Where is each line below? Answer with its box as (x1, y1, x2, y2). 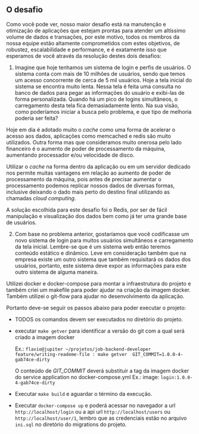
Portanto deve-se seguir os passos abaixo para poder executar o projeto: (6, 304, 186, 311)
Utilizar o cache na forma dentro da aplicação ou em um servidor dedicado (6, 163, 191, 170)
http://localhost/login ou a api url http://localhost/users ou (14, 408, 171, 415)
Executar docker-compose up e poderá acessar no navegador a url (14, 402, 176, 409)
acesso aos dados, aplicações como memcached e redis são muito (6, 132, 172, 139)
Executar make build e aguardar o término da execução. (14, 390, 153, 397)
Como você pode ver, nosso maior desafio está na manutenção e (6, 20, 166, 27)
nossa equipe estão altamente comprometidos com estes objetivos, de (6, 39, 180, 46)
